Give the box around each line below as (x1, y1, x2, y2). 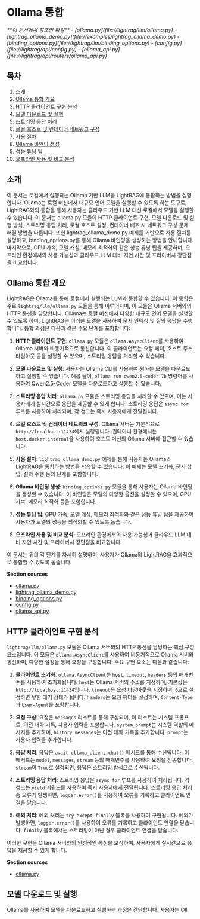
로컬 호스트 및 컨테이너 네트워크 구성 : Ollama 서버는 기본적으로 (15, 420, 160, 428)
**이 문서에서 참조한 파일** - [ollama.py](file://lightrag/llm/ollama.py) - (7, 26, 177, 33)
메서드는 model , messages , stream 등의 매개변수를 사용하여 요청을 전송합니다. (15, 756, 193, 764)
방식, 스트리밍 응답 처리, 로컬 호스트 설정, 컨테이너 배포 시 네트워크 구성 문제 (12, 221, 189, 228)
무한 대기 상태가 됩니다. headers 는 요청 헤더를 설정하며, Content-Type (31, 694, 193, 701)
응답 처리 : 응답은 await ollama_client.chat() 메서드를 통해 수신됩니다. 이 (15, 749, 189, 756)
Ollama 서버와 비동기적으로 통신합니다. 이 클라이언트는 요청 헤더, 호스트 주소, (15, 345, 195, 352)
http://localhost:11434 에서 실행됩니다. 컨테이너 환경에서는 (15, 428, 157, 435)
